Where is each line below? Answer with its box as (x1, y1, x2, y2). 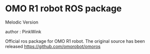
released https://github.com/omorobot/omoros (5, 43, 101, 49)
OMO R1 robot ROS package (5, 3, 122, 14)
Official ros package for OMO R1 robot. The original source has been (5, 38, 145, 44)
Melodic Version (5, 19, 39, 25)
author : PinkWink (5, 28, 41, 34)
